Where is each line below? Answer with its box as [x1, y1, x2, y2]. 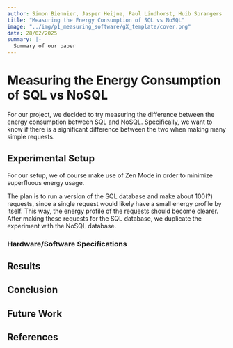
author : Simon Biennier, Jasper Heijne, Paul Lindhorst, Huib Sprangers [7, 10, 223, 17]
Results [7, 260, 41, 272]
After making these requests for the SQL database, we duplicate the [7, 214, 202, 223]
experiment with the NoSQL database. [7, 221, 117, 230]
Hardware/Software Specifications [7, 239, 127, 248]
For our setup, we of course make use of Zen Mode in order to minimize [7, 171, 214, 180]
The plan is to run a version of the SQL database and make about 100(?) [7, 192, 214, 200]
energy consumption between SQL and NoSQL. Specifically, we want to [7, 118, 213, 126]
